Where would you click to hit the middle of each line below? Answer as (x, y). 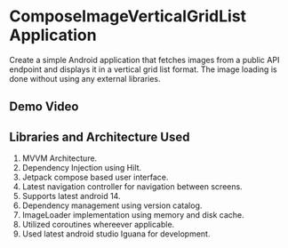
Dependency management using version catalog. (112, 205)
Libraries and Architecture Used (100, 136)
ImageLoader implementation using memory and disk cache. (133, 215)
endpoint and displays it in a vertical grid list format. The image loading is (143, 69)
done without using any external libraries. (85, 78)
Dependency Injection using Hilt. (82, 168)
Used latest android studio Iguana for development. (116, 234)
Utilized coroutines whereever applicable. (98, 225)
